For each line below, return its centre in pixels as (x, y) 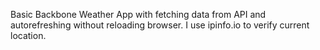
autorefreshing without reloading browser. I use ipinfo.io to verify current (160, 25)
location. (28, 35)
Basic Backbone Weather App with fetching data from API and (138, 14)
